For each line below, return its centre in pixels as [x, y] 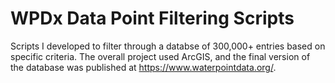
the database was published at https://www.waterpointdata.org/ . [143, 67]
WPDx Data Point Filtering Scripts [152, 18]
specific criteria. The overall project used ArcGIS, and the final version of [160, 56]
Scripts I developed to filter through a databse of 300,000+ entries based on [168, 46]
